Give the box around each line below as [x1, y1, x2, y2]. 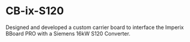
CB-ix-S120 [5, 4, 64, 18]
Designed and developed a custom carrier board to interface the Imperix [5, 24, 184, 31]
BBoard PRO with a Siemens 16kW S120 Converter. [5, 30, 131, 37]
